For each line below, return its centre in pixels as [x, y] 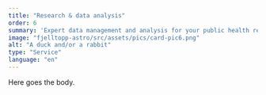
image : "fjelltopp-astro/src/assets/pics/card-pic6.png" [104, 38]
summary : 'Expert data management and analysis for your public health [129, 30]
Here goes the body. [42, 82]
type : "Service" [35, 52]
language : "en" [33, 60]
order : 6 [23, 23]
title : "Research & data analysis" [67, 15]
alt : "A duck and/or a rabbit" [60, 45]
